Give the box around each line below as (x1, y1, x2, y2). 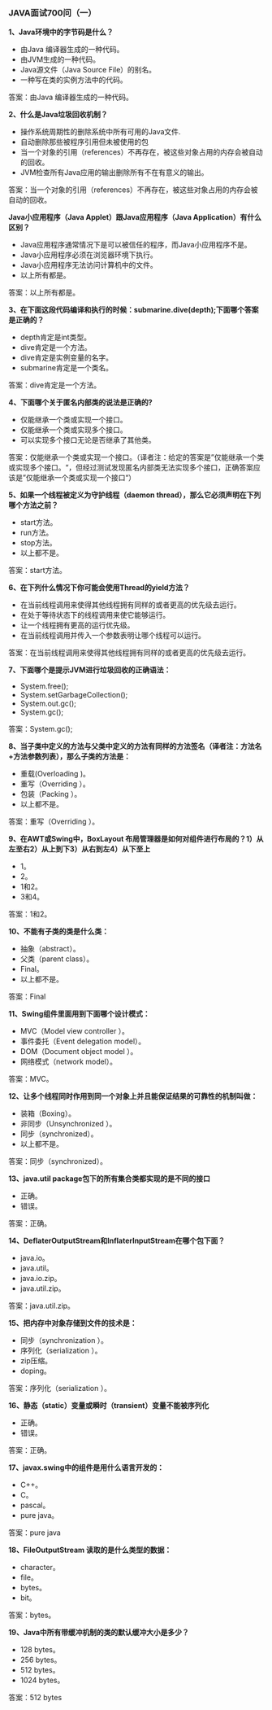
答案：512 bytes (8, 1693, 63, 1703)
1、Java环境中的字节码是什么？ (8, 27, 114, 37)
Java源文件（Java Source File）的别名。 (19, 65, 157, 75)
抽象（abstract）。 (19, 944, 80, 954)
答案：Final (8, 991, 46, 1002)
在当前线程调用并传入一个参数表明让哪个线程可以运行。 (19, 631, 205, 641)
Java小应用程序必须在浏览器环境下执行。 (19, 250, 158, 260)
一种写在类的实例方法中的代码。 (19, 75, 127, 85)
